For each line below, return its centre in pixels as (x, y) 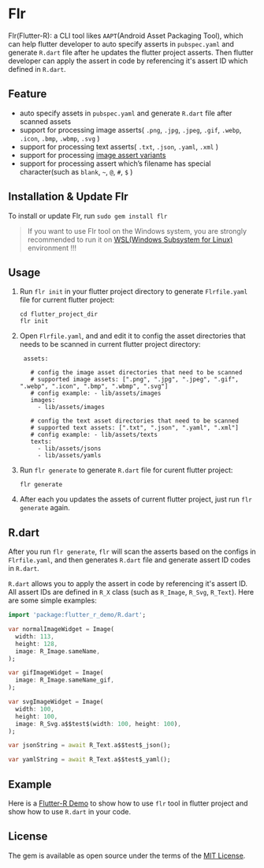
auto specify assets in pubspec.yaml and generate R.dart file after (126, 113)
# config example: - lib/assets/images (96, 393)
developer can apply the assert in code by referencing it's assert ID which (128, 61)
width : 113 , (35, 637)
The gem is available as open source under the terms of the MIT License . (127, 855)
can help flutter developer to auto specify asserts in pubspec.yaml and (121, 43)
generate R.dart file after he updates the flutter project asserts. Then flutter (131, 52)
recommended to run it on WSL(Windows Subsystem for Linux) (130, 239)
